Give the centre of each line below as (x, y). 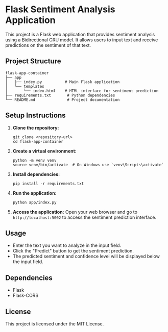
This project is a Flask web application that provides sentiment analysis (80, 34)
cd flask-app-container (38, 141)
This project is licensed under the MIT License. (55, 324)
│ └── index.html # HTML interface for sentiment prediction (82, 91)
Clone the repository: (36, 127)
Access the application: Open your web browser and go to (75, 212)
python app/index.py (34, 202)
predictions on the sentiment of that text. (48, 45)
